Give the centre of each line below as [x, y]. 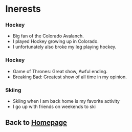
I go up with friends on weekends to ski [54, 107]
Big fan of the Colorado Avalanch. [48, 36]
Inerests [23, 9]
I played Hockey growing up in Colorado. [56, 41]
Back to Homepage [36, 123]
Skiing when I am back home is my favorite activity [66, 101]
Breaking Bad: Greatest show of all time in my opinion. [70, 77]
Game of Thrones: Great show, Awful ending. [60, 71]
